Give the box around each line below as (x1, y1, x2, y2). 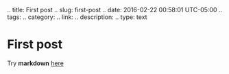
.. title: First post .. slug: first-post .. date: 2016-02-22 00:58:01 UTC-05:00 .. (7, 6, 223, 14)
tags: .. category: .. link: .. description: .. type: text (7, 13, 147, 21)
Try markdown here (7, 59, 64, 67)
